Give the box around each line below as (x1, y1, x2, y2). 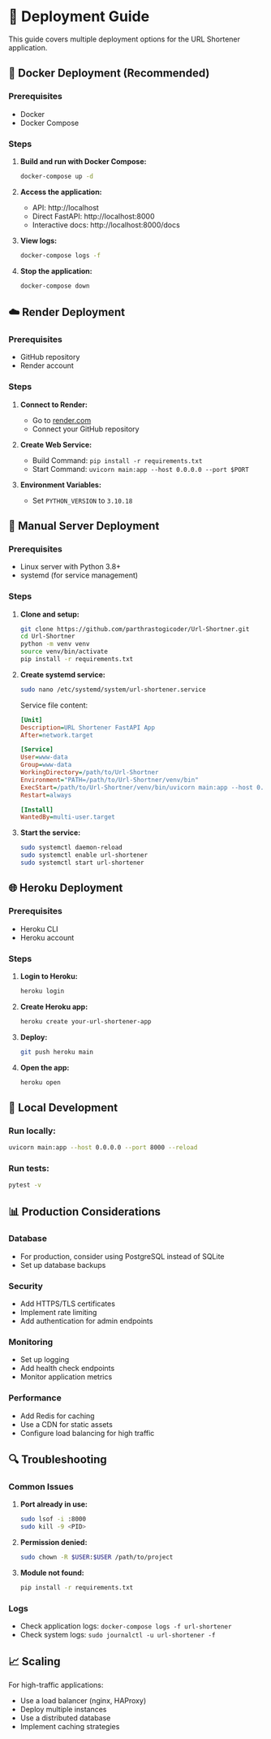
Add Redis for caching (19, 1411, 95, 1421)
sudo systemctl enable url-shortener (19, 851, 148, 859)
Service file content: (19, 700, 88, 710)
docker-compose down (19, 282, 90, 290)
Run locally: (8, 1125, 57, 1136)
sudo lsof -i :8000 (19, 1515, 87, 1524)
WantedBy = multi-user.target (19, 813, 115, 821)
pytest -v (8, 1181, 42, 1189)
